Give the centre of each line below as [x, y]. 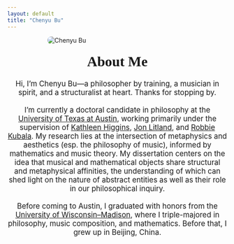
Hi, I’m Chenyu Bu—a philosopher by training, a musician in [117, 83]
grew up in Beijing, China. [117, 232]
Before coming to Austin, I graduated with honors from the [117, 206]
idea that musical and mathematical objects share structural [117, 162]
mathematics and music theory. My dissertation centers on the [117, 153]
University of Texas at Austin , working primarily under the [117, 118]
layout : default [31, 14]
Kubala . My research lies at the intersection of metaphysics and [117, 136]
